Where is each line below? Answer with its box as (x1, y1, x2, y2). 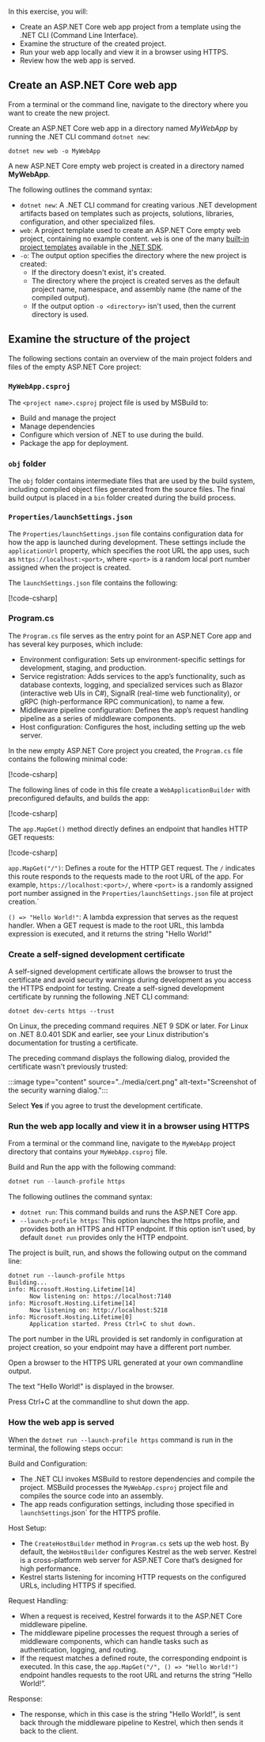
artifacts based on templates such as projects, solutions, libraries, (19, 208, 235, 218)
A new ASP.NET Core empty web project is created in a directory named (8, 161, 244, 170)
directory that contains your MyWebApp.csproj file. (8, 1147, 168, 1157)
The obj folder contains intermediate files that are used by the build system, (8, 476, 256, 486)
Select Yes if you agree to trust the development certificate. (8, 1101, 203, 1111)
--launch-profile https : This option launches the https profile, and (19, 1216, 240, 1225)
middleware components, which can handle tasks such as (19, 1636, 209, 1646)
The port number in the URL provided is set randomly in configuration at (8, 1334, 243, 1344)
